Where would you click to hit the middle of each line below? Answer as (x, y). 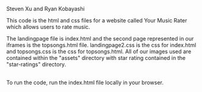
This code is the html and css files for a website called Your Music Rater (97, 20)
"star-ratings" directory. (36, 64)
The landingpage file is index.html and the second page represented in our (100, 38)
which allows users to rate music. (48, 27)
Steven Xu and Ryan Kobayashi (45, 9)
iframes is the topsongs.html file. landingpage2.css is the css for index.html (101, 45)
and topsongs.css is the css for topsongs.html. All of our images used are (99, 51)
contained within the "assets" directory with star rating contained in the (96, 58)
